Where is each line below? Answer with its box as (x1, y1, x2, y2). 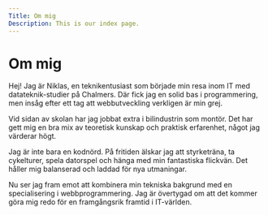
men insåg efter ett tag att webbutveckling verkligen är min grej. (8, 98, 223, 108)
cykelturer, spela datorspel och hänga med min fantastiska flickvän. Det (8, 156, 248, 166)
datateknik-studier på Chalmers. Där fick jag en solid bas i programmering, (8, 90, 258, 100)
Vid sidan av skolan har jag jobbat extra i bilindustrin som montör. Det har (8, 114, 253, 124)
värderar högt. (8, 131, 57, 141)
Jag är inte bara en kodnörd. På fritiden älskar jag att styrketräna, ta (8, 147, 236, 157)
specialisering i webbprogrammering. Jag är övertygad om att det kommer (8, 188, 257, 199)
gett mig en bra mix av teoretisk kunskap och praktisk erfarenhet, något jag (8, 123, 260, 132)
